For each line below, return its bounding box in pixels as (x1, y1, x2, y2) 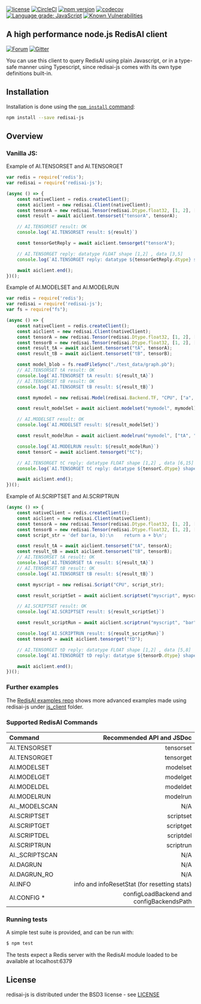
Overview (6, 131, 44, 141)
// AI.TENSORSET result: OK (17, 224, 87, 230)
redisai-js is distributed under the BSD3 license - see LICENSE (6, 991, 160, 998)
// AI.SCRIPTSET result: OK (17, 603, 87, 610)
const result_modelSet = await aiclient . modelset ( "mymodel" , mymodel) (17, 405, 197, 412)
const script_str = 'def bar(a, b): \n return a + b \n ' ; (17, 532, 167, 538)
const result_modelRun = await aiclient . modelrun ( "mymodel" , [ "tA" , (17, 433, 191, 439)
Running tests (6, 915, 48, 923)
